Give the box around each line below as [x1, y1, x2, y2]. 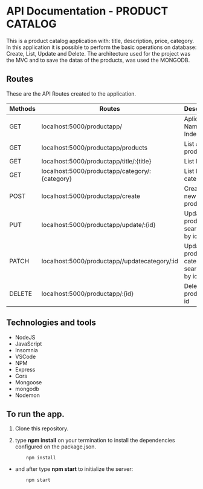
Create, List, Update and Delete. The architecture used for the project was [6, 50, 191, 57]
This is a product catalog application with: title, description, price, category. [6, 37, 195, 44]
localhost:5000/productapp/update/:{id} [41, 220, 156, 229]
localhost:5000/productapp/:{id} [41, 289, 134, 298]
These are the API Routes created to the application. [6, 90, 137, 97]
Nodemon [14, 392, 40, 399]
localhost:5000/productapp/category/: [41, 166, 151, 175]
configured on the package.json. [14, 443, 97, 450]
